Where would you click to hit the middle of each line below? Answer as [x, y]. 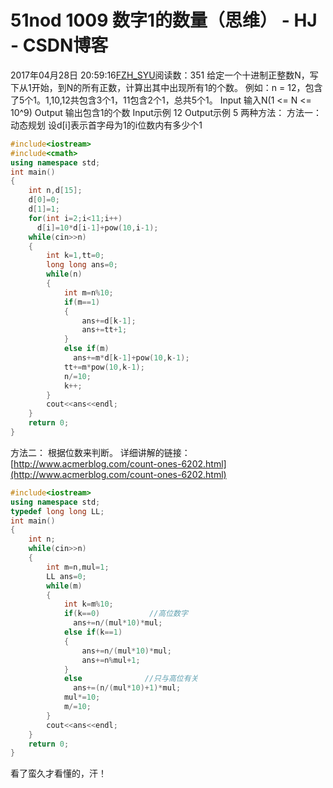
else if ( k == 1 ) [93, 632]
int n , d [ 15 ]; [55, 191]
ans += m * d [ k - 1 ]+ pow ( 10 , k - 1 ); [131, 358]
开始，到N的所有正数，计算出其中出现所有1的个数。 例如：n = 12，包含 [177, 87]
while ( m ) [64, 586]
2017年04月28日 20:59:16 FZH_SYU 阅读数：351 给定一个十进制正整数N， [160, 75]
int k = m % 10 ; [88, 604]
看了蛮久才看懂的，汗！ [58, 773]
